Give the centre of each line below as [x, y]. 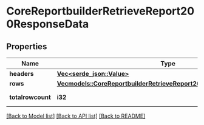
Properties [27, 46]
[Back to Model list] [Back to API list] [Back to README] [76, 116]
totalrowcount [30, 97]
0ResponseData [48, 24]
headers [22, 74]
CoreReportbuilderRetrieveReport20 [100, 11]
